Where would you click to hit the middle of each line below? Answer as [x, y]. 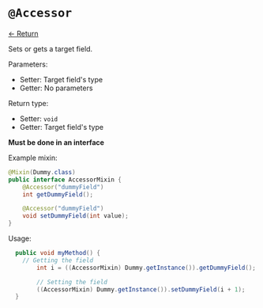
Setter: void [39, 118]
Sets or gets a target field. [51, 48]
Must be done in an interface [56, 142]
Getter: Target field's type [62, 127]
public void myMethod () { [58, 253]
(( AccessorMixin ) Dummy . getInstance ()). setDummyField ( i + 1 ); [141, 289]
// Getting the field [58, 260]
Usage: [20, 238]
